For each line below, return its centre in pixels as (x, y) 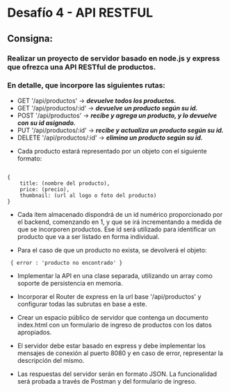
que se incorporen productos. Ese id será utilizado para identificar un (116, 229)
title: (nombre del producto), (65, 183)
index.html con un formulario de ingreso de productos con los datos (114, 325)
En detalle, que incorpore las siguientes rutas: (86, 85)
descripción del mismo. (51, 360)
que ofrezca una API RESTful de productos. (82, 67)
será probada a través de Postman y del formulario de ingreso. (107, 381)
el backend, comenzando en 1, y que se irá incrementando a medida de (120, 222)
